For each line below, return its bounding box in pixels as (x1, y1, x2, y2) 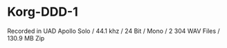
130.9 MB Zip (7, 34, 45, 42)
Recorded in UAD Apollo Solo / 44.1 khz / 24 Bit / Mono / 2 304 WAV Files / (7, 27, 220, 35)
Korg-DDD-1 (7, 4, 78, 20)
